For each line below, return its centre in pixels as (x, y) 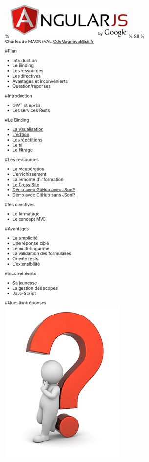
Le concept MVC (29, 219)
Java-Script (24, 293)
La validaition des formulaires (42, 253)
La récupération (28, 169)
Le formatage (26, 214)
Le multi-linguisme (31, 248)
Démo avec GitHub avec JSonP (44, 190)
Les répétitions (27, 140)
